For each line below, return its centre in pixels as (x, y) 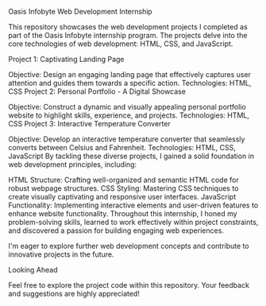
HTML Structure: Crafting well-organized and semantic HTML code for (124, 180)
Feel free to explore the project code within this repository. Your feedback (129, 285)
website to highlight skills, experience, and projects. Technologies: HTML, (129, 115)
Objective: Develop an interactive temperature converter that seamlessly (127, 139)
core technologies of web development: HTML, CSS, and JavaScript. (121, 44)
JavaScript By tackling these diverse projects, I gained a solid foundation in (131, 156)
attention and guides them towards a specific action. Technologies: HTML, (130, 83)
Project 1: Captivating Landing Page (66, 59)
